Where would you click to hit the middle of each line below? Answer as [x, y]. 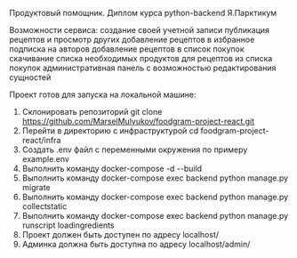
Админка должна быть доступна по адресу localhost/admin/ [136, 244]
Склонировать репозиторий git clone [92, 112]
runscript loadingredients [68, 225]
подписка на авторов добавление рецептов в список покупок [127, 49]
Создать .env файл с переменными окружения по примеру [135, 149]
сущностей [30, 77]
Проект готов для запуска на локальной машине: [103, 94]
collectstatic [44, 206]
